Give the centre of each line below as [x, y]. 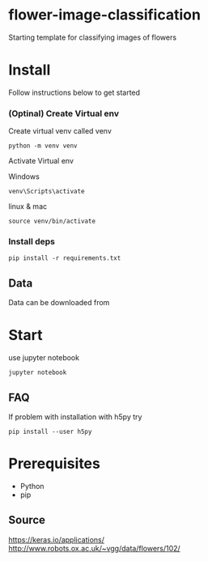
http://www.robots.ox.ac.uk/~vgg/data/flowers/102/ [94, 548]
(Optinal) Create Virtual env [64, 113]
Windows [24, 176]
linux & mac [28, 206]
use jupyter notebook [44, 358]
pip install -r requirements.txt [65, 258]
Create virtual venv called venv [60, 131]
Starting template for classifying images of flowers [92, 37]
